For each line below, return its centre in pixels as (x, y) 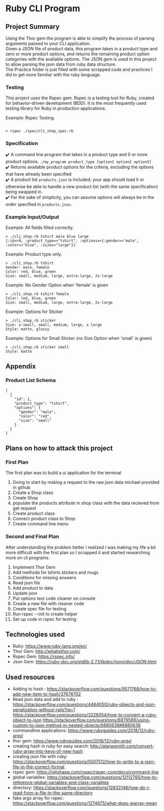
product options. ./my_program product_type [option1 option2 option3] (79, 161)
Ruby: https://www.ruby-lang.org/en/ (50, 646)
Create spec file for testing (40, 608)
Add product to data (33, 588)
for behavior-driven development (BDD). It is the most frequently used (76, 103)
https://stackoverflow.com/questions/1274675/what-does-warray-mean (85, 803)
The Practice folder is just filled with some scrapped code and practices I (79, 69)
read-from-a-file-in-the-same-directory (53, 793)
